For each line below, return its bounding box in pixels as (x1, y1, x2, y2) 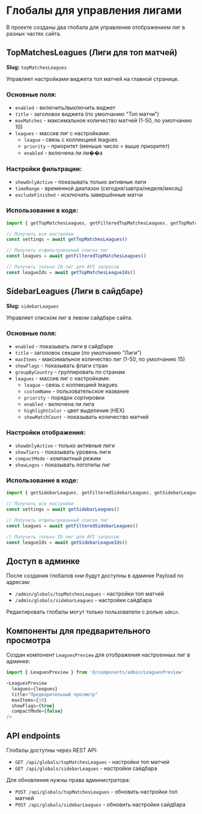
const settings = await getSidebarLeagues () (6, 506, 120, 513)
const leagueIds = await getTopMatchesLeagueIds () (6, 269, 136, 275)
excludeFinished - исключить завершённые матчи (14, 191, 143, 199)
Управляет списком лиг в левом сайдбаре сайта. (6, 314, 133, 321)
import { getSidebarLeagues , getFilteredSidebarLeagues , (6, 490, 152, 496)
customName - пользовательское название (23, 387, 129, 395)
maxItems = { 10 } (11, 697, 47, 703)
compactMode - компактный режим (14, 455, 101, 462)
